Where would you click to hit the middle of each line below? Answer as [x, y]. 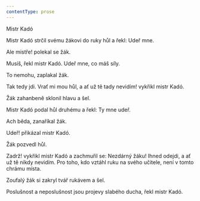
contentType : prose [30, 12]
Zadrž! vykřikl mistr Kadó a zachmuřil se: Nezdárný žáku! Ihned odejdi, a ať [99, 156]
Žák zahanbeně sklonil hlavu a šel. [48, 98]
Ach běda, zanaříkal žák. [36, 121]
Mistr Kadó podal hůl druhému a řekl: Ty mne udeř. [69, 109]
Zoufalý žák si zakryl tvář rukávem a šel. [56, 180]
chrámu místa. [24, 168]
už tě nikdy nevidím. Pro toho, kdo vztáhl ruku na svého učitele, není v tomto [100, 162]
